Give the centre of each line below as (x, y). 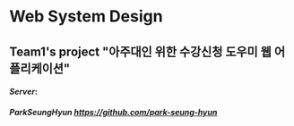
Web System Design (86, 17)
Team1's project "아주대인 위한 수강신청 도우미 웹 (140, 51)
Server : (24, 92)
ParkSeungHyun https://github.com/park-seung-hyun (113, 112)
